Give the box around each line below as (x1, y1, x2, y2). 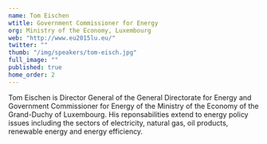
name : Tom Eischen (8, 11, 69, 20)
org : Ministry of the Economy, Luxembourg (8, 26, 151, 34)
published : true (8, 64, 62, 72)
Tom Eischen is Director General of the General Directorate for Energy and (8, 92, 252, 102)
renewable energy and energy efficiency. (8, 126, 143, 136)
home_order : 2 (8, 71, 56, 79)
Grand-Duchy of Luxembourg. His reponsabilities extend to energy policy (8, 109, 249, 119)
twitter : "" (8, 41, 48, 49)
